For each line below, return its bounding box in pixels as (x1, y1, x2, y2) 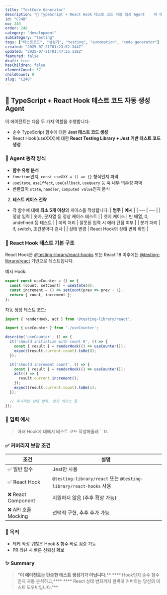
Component (7, 497, 36, 504)
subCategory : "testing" (5, 35, 55, 40)
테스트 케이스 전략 (12, 196, 47, 202)
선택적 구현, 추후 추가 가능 (52, 509, 110, 516)
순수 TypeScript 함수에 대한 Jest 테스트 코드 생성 (12, 129, 108, 135)
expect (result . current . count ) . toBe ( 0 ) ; (14, 348, 97, 354)
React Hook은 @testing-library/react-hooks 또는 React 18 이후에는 (5, 252, 139, 258)
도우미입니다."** (26, 584, 59, 590)
